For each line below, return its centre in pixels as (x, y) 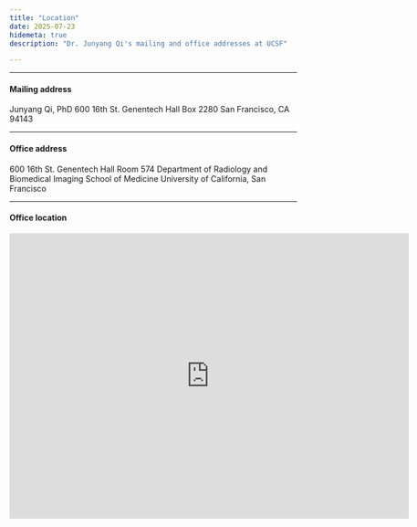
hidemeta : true (38, 35)
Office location (38, 218)
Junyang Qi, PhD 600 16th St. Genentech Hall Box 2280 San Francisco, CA (150, 110)
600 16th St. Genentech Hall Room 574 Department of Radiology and (138, 169)
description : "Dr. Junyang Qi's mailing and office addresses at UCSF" (148, 43)
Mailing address (41, 89)
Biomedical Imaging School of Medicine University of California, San (138, 178)
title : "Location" (44, 18)
